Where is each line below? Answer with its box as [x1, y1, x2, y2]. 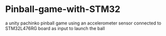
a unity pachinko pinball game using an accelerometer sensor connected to [5, 20, 161, 26]
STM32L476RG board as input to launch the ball [5, 25, 105, 31]
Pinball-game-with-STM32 [5, 3, 121, 15]
